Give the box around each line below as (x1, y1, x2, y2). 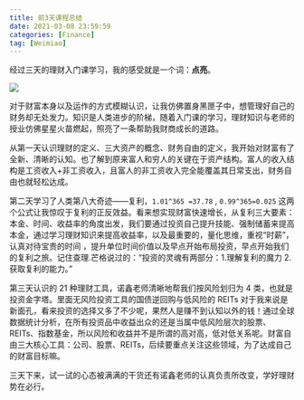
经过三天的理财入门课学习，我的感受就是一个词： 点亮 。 (9, 64, 215, 75)
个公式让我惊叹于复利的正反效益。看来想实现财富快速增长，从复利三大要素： (9, 207, 295, 218)
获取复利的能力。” (9, 263, 73, 274)
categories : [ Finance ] (9, 30, 95, 39)
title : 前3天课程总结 (9, 13, 83, 23)
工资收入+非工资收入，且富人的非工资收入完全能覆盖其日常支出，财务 (24, 165, 285, 176)
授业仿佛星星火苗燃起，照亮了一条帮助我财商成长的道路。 (9, 123, 223, 134)
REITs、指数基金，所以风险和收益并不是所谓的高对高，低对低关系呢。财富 (9, 328, 284, 339)
